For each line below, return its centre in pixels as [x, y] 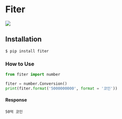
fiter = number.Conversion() [36, 84]
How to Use [20, 64]
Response [16, 100]
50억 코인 [14, 112]
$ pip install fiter [27, 51]
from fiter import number [33, 75]
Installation [23, 39]
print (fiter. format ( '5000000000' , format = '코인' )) [62, 88]
